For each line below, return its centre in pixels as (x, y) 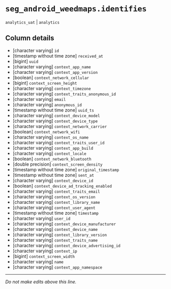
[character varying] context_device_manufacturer (64, 224)
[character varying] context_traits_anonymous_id (64, 94)
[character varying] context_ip (45, 251)
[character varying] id (36, 50)
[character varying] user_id (41, 218)
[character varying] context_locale (49, 153)
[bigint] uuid (25, 61)
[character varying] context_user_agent (54, 207)
